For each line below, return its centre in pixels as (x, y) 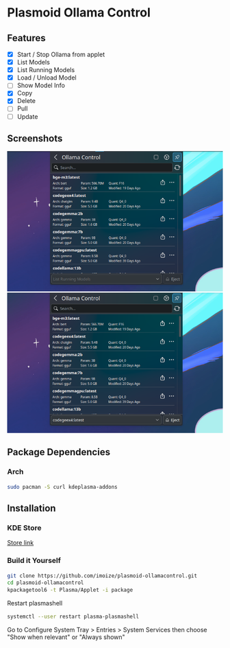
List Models (33, 62)
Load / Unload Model (47, 78)
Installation (31, 508)
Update (27, 116)
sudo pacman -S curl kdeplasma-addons (62, 487)
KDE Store (24, 528)
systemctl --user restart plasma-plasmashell (73, 617)
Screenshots (35, 138)
